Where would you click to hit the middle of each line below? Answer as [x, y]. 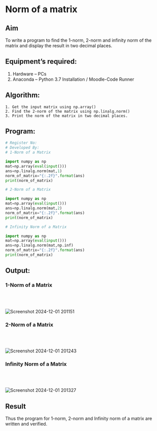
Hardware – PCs [29, 74]
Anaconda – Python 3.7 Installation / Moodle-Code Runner [73, 79]
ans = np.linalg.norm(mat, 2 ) [34, 208]
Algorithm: [23, 95]
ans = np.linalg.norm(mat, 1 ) [34, 171]
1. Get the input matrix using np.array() [51, 107]
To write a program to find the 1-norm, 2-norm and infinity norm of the [78, 40]
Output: [18, 271]
